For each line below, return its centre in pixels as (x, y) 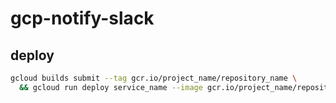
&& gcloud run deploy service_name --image (111, 87)
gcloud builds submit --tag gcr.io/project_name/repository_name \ (154, 78)
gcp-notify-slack (82, 18)
